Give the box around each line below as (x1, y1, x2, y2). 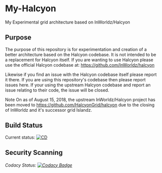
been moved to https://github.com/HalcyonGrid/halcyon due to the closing (5, 101, 155, 108)
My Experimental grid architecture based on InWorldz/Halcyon (5, 19, 130, 25)
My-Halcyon (5, 3, 56, 14)
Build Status (5, 121, 43, 130)
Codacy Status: (5, 162, 37, 168)
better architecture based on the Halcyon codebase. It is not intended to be (5, 51, 156, 57)
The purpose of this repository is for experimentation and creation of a (5, 46, 147, 52)
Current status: (5, 134, 36, 140)
